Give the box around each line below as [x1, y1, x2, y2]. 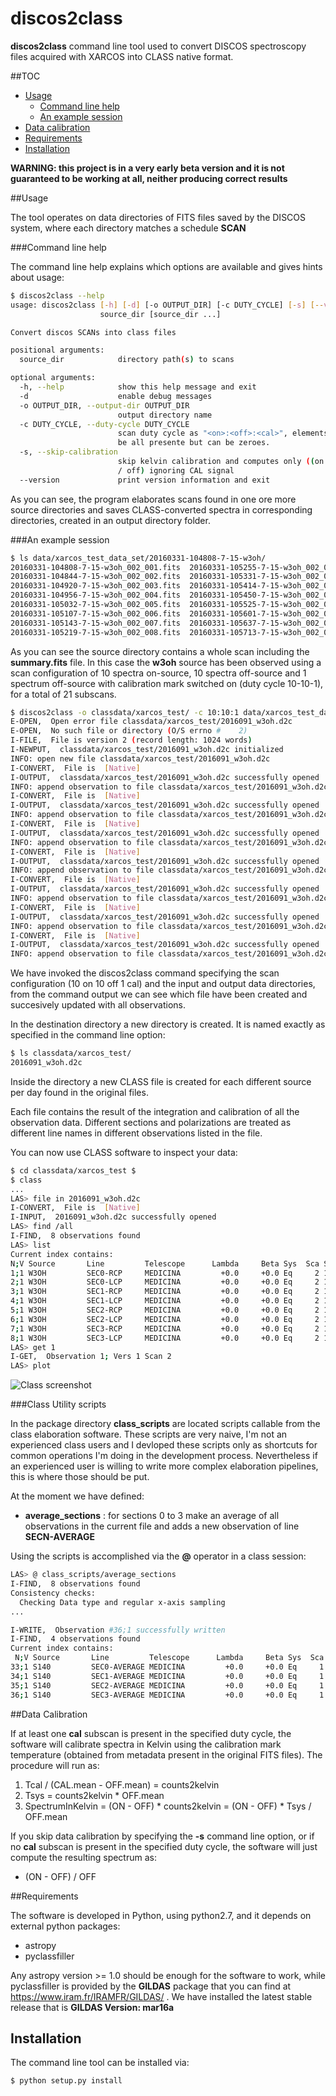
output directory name [117, 410, 213, 420]
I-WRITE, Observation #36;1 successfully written [10, 1625, 226, 1635]
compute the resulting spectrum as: [10, 1851, 157, 1863]
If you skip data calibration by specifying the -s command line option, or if [10, 1830, 315, 1842]
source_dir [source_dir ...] [99, 309, 222, 319]
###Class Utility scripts [10, 1398, 107, 1411]
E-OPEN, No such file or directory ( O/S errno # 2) [10, 726, 248, 736]
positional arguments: [10, 345, 105, 356]
